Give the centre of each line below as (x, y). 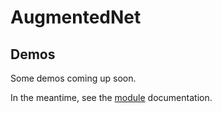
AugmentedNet (76, 17)
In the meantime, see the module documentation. (111, 97)
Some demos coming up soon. (73, 78)
